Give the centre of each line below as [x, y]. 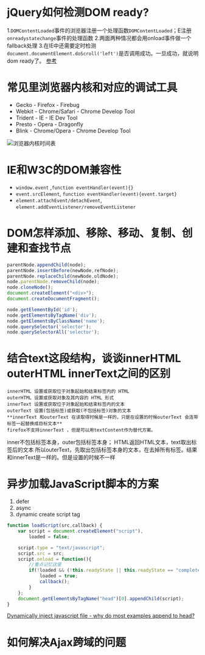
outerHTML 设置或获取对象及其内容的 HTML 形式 [61, 398]
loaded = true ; [59, 576]
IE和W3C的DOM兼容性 [64, 170]
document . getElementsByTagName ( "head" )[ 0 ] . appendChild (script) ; [101, 598]
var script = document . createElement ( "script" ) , [81, 531]
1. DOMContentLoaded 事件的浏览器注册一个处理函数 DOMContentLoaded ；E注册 [99, 30]
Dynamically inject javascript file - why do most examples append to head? [101, 616]
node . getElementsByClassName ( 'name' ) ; [56, 321]
